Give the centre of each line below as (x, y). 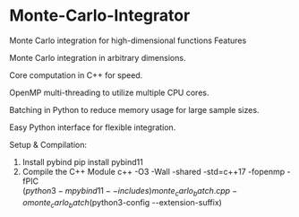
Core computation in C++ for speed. (76, 75)
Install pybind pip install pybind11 (82, 161)
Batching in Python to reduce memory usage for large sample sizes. (134, 109)
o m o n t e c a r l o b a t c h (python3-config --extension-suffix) (122, 203)
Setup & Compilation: (48, 144)
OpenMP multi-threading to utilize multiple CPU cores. (109, 92)
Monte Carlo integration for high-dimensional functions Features (128, 40)
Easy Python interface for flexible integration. (93, 127)
